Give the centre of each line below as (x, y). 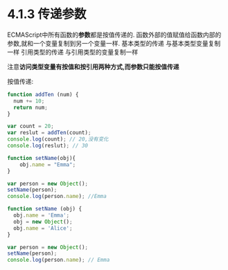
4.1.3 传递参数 (47, 14)
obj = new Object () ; (43, 222)
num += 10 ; (29, 101)
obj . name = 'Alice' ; (43, 228)
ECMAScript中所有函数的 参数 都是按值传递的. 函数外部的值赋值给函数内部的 (114, 35)
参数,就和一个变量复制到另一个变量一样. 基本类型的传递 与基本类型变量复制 (114, 43)
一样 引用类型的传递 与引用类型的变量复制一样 (73, 52)
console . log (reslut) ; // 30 (48, 146)
